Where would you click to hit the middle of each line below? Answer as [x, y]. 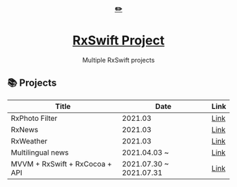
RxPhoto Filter [34, 118]
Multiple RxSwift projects [119, 60]
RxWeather [29, 141]
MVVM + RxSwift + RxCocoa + [61, 164]
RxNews [25, 129]
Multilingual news [40, 153]
